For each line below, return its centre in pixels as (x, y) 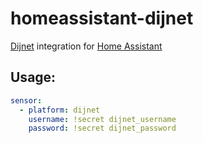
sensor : (26, 100)
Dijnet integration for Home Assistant (86, 46)
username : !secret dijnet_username (102, 119)
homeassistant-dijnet (102, 18)
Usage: (33, 77)
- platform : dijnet (60, 110)
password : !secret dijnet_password (102, 128)
